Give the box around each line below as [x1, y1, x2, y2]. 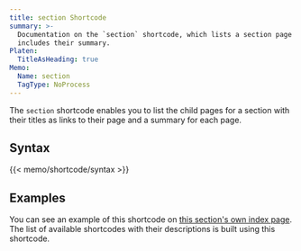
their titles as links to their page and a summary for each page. [9, 114, 242, 125]
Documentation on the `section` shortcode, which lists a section [17, 30, 272, 39]
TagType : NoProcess [17, 80, 91, 89]
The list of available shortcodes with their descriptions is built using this [9, 224, 276, 235]
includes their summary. [17, 38, 111, 48]
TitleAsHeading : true [17, 55, 99, 64]
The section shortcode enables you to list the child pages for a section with [9, 104, 290, 115]
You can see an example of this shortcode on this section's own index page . [9, 214, 293, 225]
